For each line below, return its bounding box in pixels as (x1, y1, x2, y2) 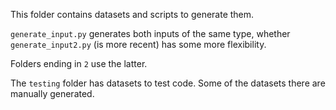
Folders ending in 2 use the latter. (10, 58, 148, 69)
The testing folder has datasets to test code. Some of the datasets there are (10, 77, 326, 89)
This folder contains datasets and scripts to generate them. (10, 9, 255, 20)
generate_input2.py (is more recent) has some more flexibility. (10, 39, 267, 50)
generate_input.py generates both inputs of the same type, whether (10, 28, 291, 39)
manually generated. (10, 88, 95, 99)
